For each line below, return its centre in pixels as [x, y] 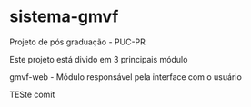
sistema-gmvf [64, 17]
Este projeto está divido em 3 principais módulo [99, 59]
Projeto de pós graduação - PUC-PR [77, 42]
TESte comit [32, 94]
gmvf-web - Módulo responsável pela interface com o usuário [126, 77]
